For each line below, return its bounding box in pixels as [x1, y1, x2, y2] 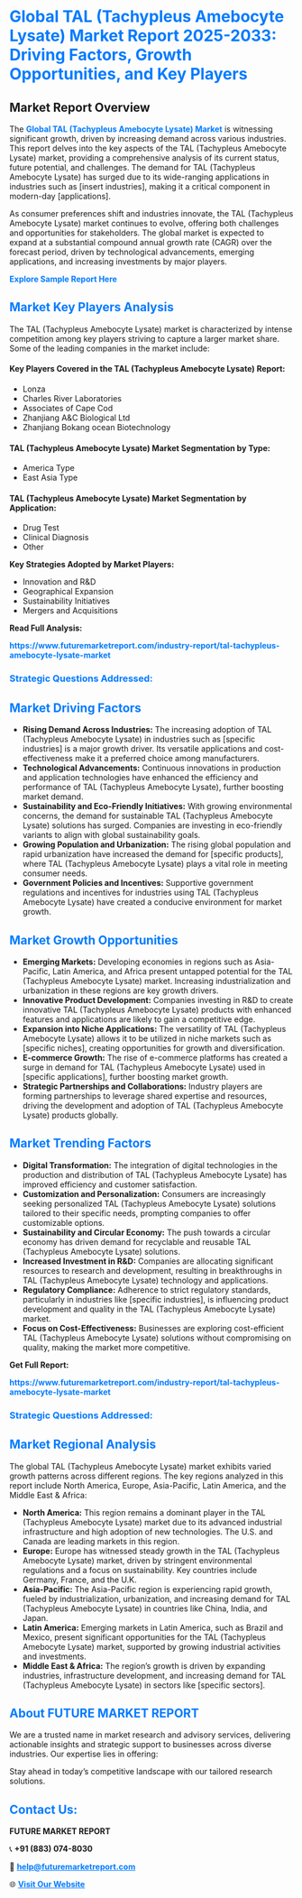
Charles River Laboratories [22, 393, 122, 404]
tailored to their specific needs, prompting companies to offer [22, 1207, 252, 1219]
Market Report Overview [9, 99, 151, 115]
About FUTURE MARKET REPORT [9, 1705, 200, 1720]
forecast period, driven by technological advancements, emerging [9, 246, 255, 257]
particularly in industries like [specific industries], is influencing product [22, 1294, 289, 1304]
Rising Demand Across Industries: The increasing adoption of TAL [22, 724, 272, 735]
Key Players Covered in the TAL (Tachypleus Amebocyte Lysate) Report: [9, 364, 286, 374]
